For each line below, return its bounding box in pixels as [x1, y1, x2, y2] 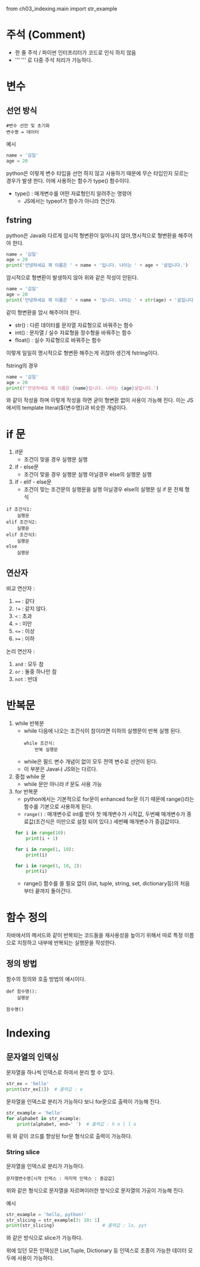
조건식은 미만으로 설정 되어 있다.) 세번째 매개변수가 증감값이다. [35, 818, 181, 825]
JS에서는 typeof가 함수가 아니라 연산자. [23, 197, 116, 205]
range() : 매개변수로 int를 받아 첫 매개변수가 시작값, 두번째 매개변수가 [23, 810, 186, 818]
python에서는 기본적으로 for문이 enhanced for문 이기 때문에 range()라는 [23, 795, 195, 803]
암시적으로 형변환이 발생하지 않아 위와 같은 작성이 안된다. [6, 274, 139, 281]
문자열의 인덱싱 [6, 1052, 59, 1062]
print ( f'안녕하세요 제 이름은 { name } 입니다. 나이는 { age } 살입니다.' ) [6, 385, 159, 391]
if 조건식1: [6, 506, 32, 512]
